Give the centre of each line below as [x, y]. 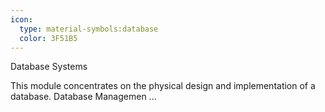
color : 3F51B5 [48, 38]
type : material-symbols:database [89, 29]
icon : [21, 19]
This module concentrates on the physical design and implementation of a [163, 86]
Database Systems [49, 67]
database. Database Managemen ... [83, 97]
